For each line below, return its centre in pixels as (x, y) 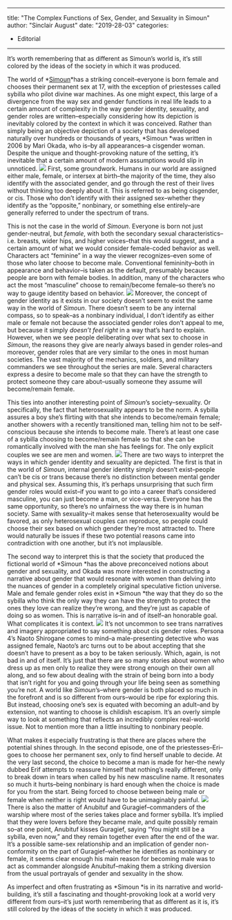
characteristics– (201, 233)
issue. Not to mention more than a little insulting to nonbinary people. (105, 727)
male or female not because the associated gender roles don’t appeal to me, (116, 322)
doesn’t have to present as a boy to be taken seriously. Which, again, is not (114, 653)
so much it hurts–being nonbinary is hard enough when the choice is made (113, 784)
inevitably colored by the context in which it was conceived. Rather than (109, 123)
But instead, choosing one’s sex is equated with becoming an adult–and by (113, 705)
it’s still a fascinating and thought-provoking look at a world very (125, 894)
